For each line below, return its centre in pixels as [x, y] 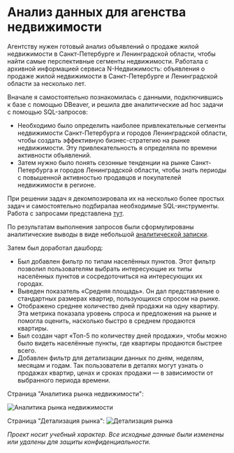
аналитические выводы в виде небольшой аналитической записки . [108, 234]
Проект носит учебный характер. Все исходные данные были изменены [116, 434]
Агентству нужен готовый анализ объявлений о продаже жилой [103, 46]
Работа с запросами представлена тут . [66, 213]
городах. [30, 283]
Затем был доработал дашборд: [55, 247]
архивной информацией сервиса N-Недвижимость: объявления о [106, 69]
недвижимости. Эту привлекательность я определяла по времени [117, 148]
